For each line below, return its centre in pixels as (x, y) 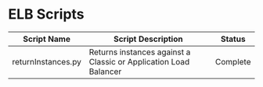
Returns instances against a (140, 52)
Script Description (148, 39)
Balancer (105, 71)
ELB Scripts (46, 14)
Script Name (47, 39)
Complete (233, 61)
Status (233, 39)
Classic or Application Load (139, 61)
